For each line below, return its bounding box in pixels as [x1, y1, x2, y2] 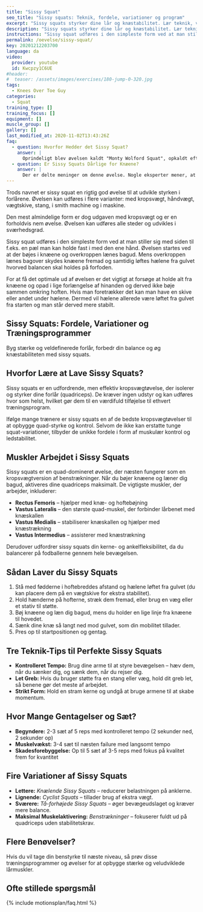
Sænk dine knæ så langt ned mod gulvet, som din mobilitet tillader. [14, 622, 181, 629]
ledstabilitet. [6, 434, 37, 442]
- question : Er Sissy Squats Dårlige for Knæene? [11, 161, 139, 167]
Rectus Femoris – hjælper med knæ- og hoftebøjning [14, 499, 148, 506]
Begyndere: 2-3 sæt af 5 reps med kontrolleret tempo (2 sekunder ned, [14, 727, 194, 735]
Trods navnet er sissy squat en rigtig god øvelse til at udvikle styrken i [6, 189, 180, 196]
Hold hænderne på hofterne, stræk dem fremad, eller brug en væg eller [14, 596, 193, 603]
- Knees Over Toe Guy [11, 88, 66, 94]
